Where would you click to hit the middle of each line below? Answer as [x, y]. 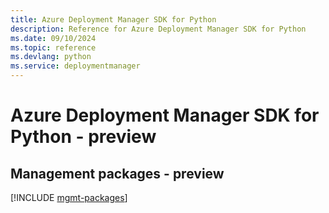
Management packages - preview [117, 173]
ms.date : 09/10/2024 [53, 38]
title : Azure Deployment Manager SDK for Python [113, 19]
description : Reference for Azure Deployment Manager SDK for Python [158, 29]
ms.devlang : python [51, 57]
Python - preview [83, 137]
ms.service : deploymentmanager [75, 66]
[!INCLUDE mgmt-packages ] [69, 197]
